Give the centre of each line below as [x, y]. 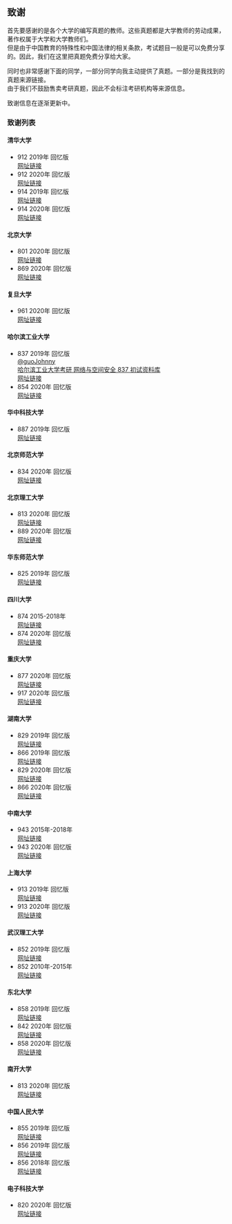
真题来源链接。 [28, 79]
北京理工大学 [25, 497]
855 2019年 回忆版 [43, 1128]
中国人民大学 [25, 1111]
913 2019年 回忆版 [43, 889]
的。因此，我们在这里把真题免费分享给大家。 [71, 56]
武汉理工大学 [25, 932]
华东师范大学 [25, 557]
